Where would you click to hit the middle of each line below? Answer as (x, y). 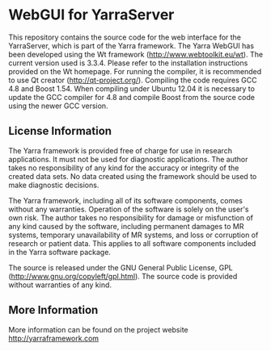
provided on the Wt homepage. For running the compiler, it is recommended (135, 71)
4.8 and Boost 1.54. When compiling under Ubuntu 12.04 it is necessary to (131, 88)
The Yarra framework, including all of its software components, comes (125, 200)
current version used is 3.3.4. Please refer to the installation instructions (128, 63)
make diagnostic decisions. (54, 185)
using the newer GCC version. (58, 106)
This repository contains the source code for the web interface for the (125, 37)
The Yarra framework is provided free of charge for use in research (121, 150)
